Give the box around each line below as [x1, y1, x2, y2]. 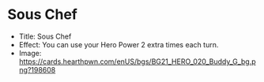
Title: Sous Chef [18, 32, 72, 41]
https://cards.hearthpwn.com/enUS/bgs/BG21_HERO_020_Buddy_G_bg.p [18, 57, 256, 66]
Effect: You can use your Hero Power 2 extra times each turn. [18, 39, 219, 49]
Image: [18, 48, 42, 58]
